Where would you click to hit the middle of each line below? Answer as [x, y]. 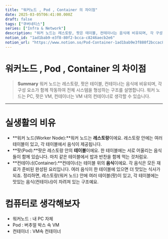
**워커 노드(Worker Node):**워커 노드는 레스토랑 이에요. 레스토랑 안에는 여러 [87, 138]
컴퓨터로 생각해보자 [42, 204]
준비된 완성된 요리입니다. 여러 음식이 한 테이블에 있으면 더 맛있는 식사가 [91, 169]
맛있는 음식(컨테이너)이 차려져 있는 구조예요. [55, 181]
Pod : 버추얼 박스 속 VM [36, 225]
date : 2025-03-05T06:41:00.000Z [39, 15]
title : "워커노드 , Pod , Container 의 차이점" [51, 10]
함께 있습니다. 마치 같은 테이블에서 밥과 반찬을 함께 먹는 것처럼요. [85, 156]
